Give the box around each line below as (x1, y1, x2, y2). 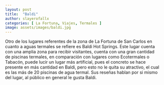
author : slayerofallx (5, 16, 49, 21)
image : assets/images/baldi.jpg (5, 25, 71, 30)
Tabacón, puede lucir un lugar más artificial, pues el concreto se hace (5, 59, 146, 65)
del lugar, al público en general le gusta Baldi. (5, 75, 97, 81)
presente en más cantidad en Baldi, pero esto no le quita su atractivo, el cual (5, 64, 160, 70)
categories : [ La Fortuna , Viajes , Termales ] (5, 20, 102, 26)
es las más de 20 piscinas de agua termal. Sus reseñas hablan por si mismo (5, 69, 158, 75)
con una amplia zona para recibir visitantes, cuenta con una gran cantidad (5, 49, 155, 55)
